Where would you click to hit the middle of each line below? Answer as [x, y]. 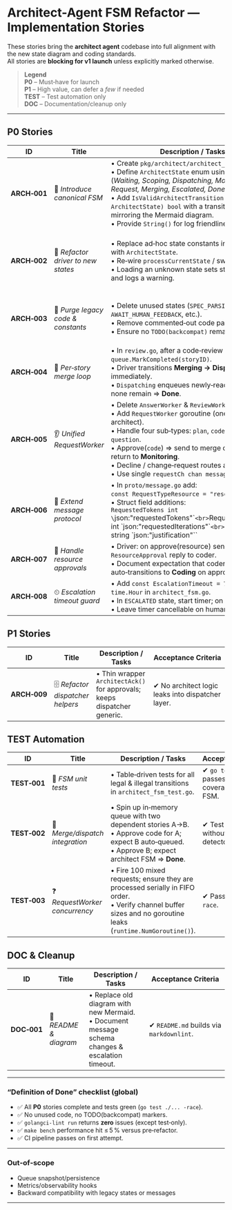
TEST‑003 [28, 901]
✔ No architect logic [186, 685]
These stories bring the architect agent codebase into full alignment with [112, 46]
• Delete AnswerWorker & [149, 404]
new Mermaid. [112, 1013]
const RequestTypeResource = [159, 494]
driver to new [76, 260]
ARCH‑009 [29, 694]
